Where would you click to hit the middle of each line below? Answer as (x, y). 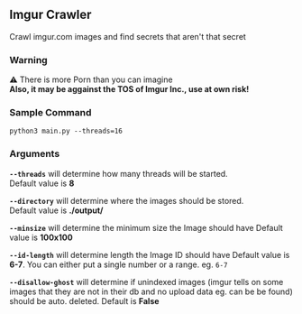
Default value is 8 (42, 183)
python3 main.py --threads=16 (66, 131)
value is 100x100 (41, 237)
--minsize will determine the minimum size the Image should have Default (146, 227)
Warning (28, 60)
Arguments (35, 154)
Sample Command (50, 113)
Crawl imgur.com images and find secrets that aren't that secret (128, 36)
